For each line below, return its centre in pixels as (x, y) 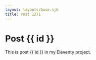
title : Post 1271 (23, 14)
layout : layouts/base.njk (32, 10)
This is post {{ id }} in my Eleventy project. (48, 52)
